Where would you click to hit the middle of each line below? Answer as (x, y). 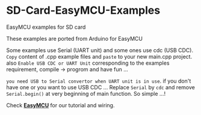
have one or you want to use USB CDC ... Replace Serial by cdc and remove (101, 87)
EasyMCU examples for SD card (46, 27)
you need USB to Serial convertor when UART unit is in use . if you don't (99, 81)
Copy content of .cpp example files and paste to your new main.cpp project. (99, 56)
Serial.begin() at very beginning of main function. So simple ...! (86, 93)
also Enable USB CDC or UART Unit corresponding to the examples (88, 63)
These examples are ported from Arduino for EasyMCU (75, 38)
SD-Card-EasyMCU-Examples (83, 10)
